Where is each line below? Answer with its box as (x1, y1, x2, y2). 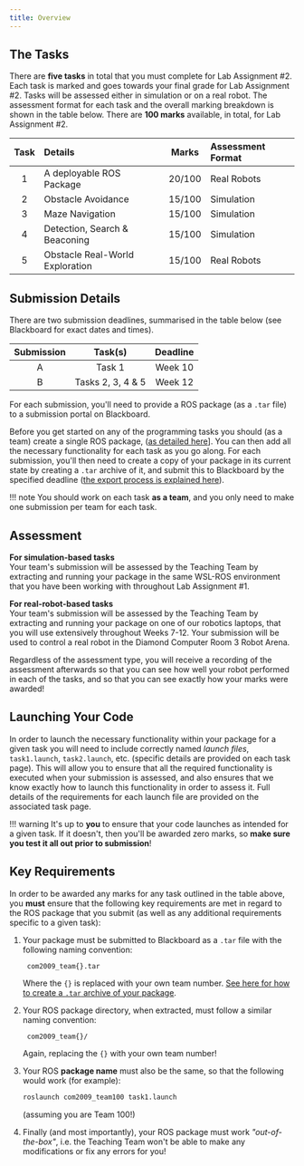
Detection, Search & (43, 223, 128, 236)
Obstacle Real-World (43, 248, 134, 261)
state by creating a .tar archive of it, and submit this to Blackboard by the (9, 465, 285, 476)
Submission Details (9, 291, 120, 306)
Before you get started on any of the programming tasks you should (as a (9, 427, 283, 438)
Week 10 (155, 361, 195, 374)
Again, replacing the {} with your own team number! (22, 1047, 217, 1058)
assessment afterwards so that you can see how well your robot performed (9, 664, 290, 675)
